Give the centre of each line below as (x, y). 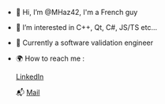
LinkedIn (30, 76)
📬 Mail (28, 92)
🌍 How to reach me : (50, 58)
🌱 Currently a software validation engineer (84, 43)
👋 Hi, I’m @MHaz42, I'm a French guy (77, 12)
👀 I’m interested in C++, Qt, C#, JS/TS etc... (86, 27)
